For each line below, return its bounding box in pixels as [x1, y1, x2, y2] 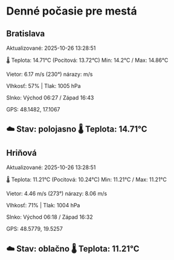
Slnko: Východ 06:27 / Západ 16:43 [6, 94, 94, 101]
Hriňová [6, 147, 37, 158]
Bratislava [6, 28, 45, 39]
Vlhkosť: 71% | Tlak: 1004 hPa [6, 202, 80, 209]
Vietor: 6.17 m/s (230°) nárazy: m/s [6, 71, 93, 78]
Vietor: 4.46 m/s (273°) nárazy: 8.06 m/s [6, 190, 108, 198]
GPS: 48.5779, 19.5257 [6, 225, 63, 233]
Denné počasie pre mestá [6, 4, 137, 18]
